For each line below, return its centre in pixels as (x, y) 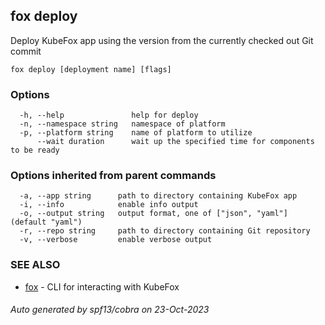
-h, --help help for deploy (109, 115)
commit (26, 51)
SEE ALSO (35, 265)
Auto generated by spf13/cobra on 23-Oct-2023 (110, 310)
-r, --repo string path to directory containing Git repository (165, 231)
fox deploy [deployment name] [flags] (91, 69)
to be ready (35, 150)
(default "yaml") (46, 222)
